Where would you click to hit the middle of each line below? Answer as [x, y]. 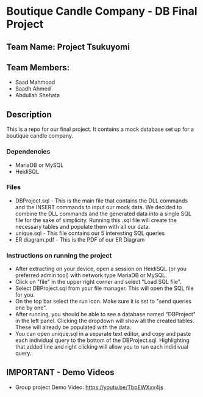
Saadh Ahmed [33, 89]
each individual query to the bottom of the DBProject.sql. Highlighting [102, 340]
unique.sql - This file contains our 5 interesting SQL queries [90, 233]
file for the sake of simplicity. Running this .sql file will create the [96, 220]
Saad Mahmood [35, 82]
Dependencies [28, 152]
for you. [25, 295]
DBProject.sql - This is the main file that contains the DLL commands [101, 201]
